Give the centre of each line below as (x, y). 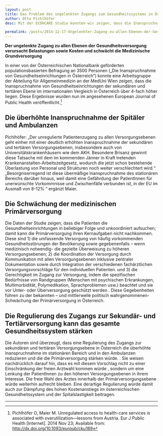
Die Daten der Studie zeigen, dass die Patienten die (56, 223)
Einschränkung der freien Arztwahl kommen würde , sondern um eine (74, 369)
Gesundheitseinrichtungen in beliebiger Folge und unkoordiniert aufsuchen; (81, 228)
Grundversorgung (24, 56)
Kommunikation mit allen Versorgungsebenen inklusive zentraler (69, 259)
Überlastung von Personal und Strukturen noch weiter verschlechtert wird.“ (81, 168)
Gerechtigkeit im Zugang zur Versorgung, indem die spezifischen (70, 275)
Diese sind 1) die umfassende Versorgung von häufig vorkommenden (74, 239)
